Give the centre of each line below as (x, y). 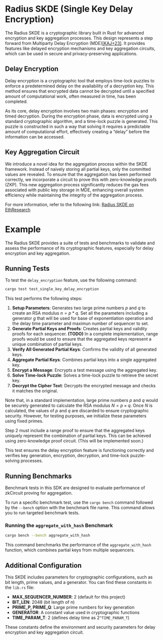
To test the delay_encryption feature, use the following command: (71, 280)
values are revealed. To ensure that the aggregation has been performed (78, 174)
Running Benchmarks (38, 476)
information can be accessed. (35, 137)
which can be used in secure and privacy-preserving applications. (71, 53)
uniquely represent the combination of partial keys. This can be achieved (78, 436)
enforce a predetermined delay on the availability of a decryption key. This (80, 86)
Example (23, 229)
